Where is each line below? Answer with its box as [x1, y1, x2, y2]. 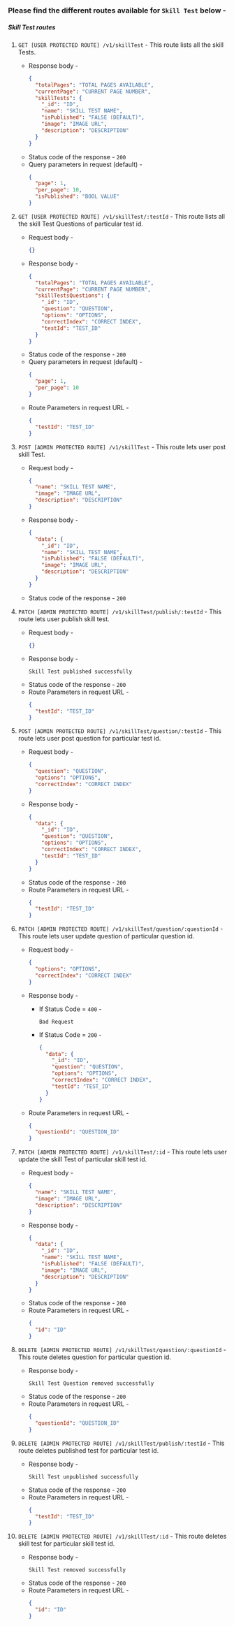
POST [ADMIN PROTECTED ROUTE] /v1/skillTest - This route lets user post [17, 442, 226, 451]
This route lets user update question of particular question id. [17, 932, 195, 941]
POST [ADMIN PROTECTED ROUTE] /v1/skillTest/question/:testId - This [17, 727, 222, 735]
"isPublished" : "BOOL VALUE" [34, 193, 120, 201]
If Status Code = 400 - [38, 1005, 102, 1013]
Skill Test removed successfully [28, 1567, 126, 1574]
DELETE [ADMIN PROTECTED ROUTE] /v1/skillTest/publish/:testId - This [17, 1439, 225, 1447]
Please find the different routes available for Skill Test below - [8, 6, 226, 15]
